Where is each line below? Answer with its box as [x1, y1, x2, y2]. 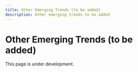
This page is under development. [5, 61, 75, 67]
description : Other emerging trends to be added [5, 12, 110, 17]
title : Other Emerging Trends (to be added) [5, 7, 101, 13]
